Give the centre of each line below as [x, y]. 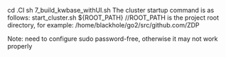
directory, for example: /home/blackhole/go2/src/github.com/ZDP [104, 25]
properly [20, 46]
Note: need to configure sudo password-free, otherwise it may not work [113, 39]
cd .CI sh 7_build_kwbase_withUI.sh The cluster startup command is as [111, 10]
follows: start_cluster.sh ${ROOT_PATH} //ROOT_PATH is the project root [113, 18]
